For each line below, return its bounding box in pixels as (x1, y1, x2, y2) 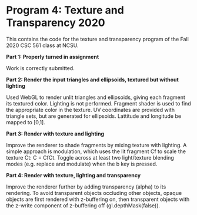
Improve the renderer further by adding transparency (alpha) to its (6, 183, 166, 190)
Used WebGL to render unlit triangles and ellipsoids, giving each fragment (6, 94, 185, 101)
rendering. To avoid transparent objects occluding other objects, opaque (6, 189, 182, 196)
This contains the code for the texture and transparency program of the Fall (6, 35, 189, 42)
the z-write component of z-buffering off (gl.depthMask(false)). (6, 201, 161, 209)
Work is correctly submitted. (6, 64, 75, 71)
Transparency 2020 (6, 16, 105, 29)
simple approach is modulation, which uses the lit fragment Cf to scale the (6, 148, 186, 155)
